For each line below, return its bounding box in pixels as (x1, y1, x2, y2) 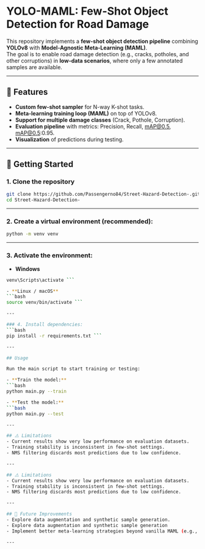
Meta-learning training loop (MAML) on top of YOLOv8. (15, 109, 157, 117)
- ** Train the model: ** (6, 377, 67, 383)
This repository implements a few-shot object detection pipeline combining (6, 37, 198, 45)
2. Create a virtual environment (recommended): (6, 217, 154, 226)
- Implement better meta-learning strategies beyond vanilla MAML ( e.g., (6, 528, 198, 534)
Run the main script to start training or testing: (6, 366, 140, 372)
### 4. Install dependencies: (6, 322, 84, 328)
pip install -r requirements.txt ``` (6, 333, 103, 339)
